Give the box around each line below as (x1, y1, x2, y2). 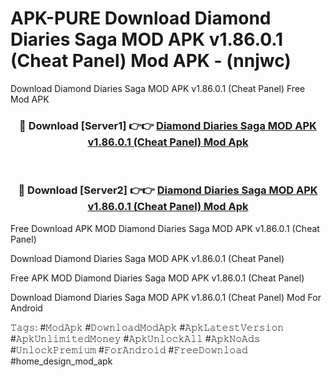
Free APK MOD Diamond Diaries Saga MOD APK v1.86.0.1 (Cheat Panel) (10, 272, 305, 284)
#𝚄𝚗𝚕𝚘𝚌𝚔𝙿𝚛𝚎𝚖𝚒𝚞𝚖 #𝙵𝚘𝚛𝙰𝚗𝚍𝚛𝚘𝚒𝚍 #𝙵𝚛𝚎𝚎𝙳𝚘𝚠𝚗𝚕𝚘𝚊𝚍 (10, 343, 248, 356)
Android (10, 302, 43, 314)
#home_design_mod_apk (10, 355, 113, 367)
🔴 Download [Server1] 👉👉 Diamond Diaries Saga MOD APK (19, 118, 317, 132)
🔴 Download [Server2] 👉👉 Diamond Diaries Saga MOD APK (18, 183, 318, 197)
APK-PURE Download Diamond (10, 7, 272, 30)
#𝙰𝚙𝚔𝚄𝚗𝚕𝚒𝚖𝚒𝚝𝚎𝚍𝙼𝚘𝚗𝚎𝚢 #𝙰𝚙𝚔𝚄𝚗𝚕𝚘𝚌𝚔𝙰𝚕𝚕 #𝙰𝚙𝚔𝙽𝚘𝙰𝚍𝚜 (10, 332, 261, 344)
